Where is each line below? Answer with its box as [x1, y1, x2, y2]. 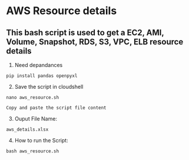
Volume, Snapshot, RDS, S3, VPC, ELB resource [6, 36, 184, 46]
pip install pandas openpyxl [6, 73, 78, 79]
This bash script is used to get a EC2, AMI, [6, 28, 164, 38]
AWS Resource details [6, 4, 117, 18]
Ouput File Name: [14, 115, 58, 122]
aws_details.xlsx [6, 126, 49, 132]
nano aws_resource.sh [6, 95, 59, 101]
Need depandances [14, 62, 63, 68]
